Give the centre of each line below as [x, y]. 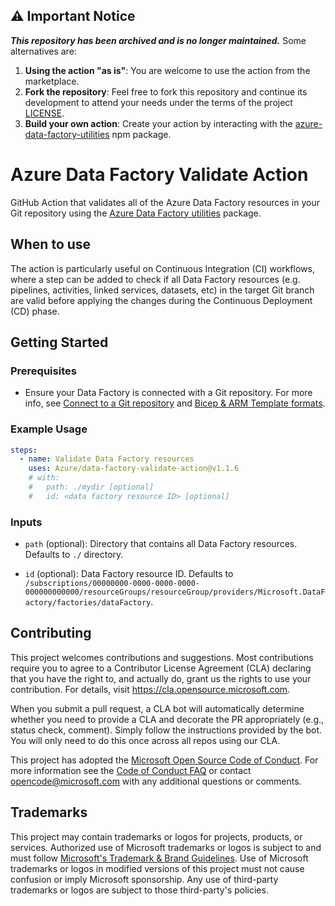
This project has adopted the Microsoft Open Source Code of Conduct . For [164, 760]
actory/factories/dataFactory [88, 603]
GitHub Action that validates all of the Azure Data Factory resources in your [165, 202]
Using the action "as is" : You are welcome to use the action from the [167, 70]
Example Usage [49, 429]
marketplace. [52, 81]
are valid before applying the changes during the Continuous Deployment [161, 300]
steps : [24, 450]
